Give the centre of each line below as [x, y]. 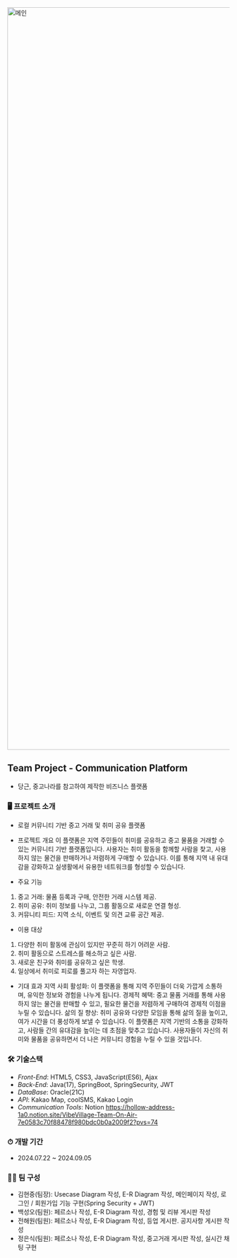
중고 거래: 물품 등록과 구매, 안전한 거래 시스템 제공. [87, 897]
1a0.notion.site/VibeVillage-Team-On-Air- [77, 1115]
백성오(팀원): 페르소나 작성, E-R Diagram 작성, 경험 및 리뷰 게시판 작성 [114, 1212]
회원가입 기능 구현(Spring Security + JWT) [95, 1203]
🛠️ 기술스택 [25, 1059]
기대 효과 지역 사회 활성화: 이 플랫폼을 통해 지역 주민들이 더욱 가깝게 [110, 986]
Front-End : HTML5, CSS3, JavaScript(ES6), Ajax [87, 1077]
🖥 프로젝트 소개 [31, 806]
